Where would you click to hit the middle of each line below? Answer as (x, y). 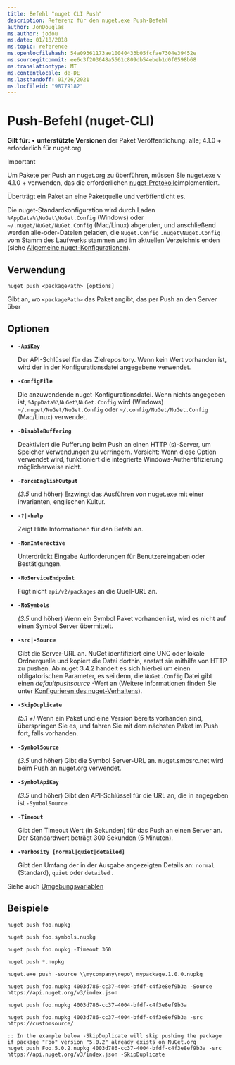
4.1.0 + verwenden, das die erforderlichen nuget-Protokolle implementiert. (114, 183)
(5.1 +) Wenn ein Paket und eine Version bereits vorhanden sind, (110, 718)
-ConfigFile (35, 381)
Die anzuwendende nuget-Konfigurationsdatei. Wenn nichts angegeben (121, 394)
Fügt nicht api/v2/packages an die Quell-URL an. (87, 591)
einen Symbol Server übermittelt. (65, 626)
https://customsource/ (40, 1023)
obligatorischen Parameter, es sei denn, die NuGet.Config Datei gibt (115, 675)
